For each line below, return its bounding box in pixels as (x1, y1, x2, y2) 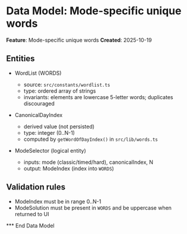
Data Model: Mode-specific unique (6, 4, 182, 18)
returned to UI (14, 210, 49, 217)
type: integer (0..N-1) (23, 129, 75, 136)
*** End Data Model (6, 222, 55, 229)
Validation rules (6, 182, 66, 192)
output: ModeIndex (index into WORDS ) (23, 165, 115, 172)
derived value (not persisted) (23, 123, 95, 130)
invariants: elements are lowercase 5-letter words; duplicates (23, 93, 173, 100)
